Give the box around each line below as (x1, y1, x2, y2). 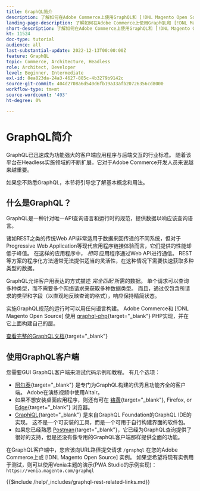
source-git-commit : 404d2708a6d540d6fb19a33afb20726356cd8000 (6, 81, 164, 87)
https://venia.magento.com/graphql (6, 468, 95, 474)
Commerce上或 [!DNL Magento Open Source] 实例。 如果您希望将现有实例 (6, 454, 189, 461)
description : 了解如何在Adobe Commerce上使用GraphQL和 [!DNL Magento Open (6, 14, 187, 20)
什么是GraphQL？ (6, 197, 71, 208)
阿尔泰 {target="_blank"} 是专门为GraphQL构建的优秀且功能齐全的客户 (14, 381, 186, 388)
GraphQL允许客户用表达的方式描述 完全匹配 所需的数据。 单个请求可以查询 (6, 277, 189, 285)
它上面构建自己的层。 (6, 320, 58, 327)
